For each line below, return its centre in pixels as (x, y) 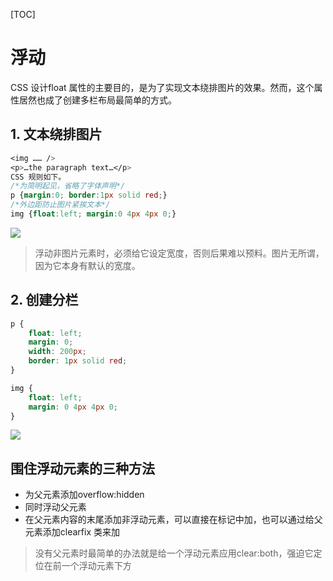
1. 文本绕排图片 (56, 134)
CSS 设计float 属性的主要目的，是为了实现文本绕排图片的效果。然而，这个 (162, 87)
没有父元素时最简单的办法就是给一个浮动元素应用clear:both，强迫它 (174, 553)
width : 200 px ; (57, 352)
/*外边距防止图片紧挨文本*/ (60, 205)
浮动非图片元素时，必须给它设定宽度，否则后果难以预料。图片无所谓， (179, 253)
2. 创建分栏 (44, 300)
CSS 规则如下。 (38, 177)
